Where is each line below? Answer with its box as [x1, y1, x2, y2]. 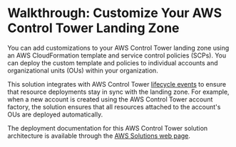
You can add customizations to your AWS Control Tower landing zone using [7, 43, 230, 52]
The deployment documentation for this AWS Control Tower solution [7, 124, 208, 132]
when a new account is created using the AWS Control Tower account [7, 94, 213, 104]
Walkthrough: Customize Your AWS [7, 5, 222, 21]
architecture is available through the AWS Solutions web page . [7, 131, 191, 140]
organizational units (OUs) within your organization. [7, 66, 158, 75]
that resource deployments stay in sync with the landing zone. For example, [7, 87, 230, 96]
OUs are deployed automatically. [7, 110, 103, 119]
